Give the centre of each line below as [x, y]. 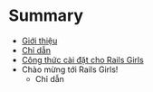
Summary [46, 16]
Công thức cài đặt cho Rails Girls [82, 60]
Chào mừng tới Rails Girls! [70, 69]
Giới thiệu [39, 41]
